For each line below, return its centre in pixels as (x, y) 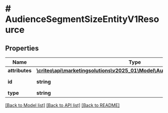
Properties (22, 48)
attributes (19, 70)
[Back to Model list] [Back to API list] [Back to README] (62, 105)
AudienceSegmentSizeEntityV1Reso (82, 19)
